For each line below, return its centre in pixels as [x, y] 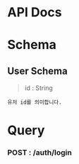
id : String [38, 88]
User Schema [38, 71]
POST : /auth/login [39, 153]
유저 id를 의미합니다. [35, 103]
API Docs [35, 12]
